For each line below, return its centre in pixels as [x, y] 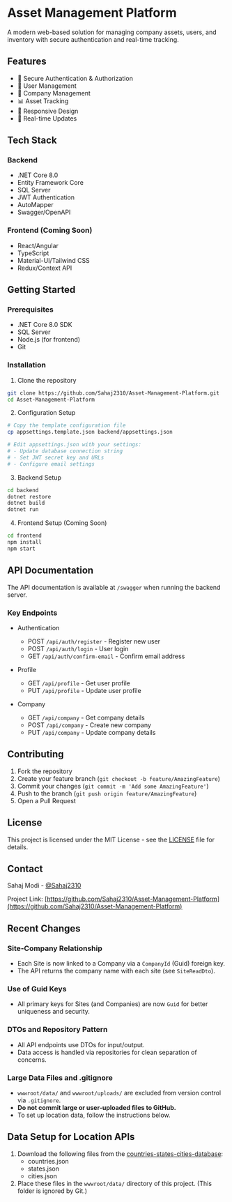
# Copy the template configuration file [67, 426]
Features [27, 62]
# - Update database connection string [65, 451]
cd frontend [24, 536]
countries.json [48, 1161]
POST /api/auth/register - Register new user [94, 641]
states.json [43, 1169]
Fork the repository [45, 771]
